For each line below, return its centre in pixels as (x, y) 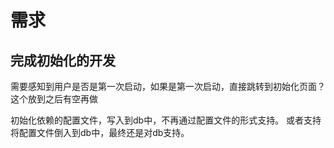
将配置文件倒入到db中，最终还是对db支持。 (100, 132)
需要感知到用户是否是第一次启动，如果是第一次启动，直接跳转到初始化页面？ (168, 86)
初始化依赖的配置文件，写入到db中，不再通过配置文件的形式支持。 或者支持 (166, 120)
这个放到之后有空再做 (54, 99)
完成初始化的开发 (63, 60)
